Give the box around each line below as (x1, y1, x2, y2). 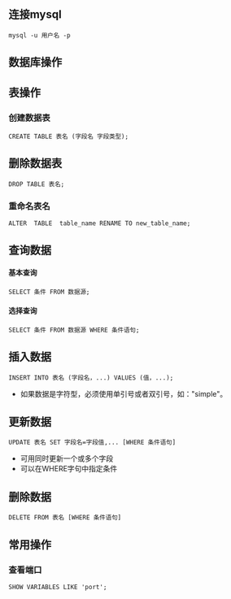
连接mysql (8, 7, 63, 22)
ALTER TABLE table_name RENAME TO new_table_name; (8, 219, 191, 228)
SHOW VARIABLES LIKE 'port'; (8, 583, 107, 591)
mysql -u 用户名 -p (8, 31, 71, 39)
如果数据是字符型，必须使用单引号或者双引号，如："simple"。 (20, 388, 228, 398)
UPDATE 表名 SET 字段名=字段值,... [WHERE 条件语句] (8, 438, 177, 447)
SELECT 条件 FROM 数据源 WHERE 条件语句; (8, 326, 140, 334)
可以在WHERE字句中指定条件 (20, 464, 118, 474)
